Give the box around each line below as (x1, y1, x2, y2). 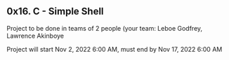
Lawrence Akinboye (6, 31, 65, 40)
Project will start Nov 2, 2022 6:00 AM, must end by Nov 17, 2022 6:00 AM (6, 45, 223, 53)
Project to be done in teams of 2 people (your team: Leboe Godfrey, (6, 24, 203, 32)
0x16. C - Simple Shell (6, 6, 104, 17)
